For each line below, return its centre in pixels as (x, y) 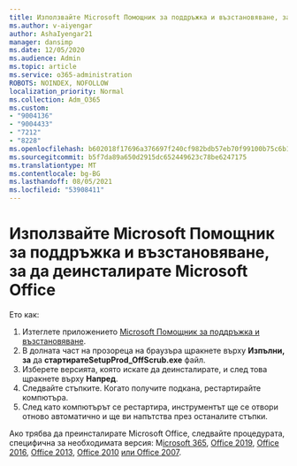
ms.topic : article (43, 67)
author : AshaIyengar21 (51, 34)
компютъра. (45, 397)
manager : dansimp (41, 42)
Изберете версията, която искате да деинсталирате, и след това (145, 369)
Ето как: (24, 314)
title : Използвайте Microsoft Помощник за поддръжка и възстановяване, (144, 17)
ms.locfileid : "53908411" (57, 190)
